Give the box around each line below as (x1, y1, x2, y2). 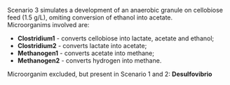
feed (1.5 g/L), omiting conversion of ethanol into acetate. (7, 13, 173, 22)
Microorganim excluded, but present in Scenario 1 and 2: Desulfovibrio (7, 70, 212, 78)
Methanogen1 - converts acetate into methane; (17, 49, 154, 57)
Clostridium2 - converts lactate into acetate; (17, 42, 147, 49)
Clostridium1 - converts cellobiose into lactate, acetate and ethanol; (17, 34, 215, 42)
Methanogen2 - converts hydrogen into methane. (17, 56, 162, 65)
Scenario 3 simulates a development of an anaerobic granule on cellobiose (7, 6, 223, 14)
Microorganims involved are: (7, 21, 90, 29)
